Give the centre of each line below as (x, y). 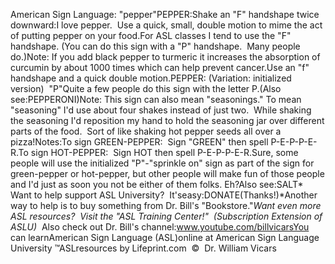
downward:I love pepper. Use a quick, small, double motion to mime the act (166, 25)
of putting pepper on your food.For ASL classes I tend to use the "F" (151, 35)
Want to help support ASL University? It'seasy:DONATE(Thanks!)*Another (164, 195)
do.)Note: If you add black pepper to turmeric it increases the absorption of (165, 57)
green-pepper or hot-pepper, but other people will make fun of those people (167, 173)
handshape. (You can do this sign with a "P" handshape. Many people (155, 46)
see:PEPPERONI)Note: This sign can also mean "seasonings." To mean (156, 99)
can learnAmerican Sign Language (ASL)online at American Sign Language (165, 237)
